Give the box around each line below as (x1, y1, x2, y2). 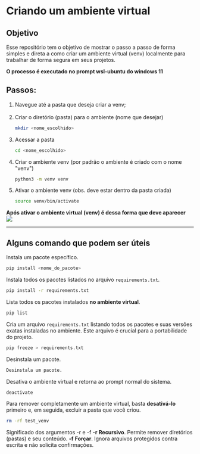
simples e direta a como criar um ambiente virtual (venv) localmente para (6, 50, 186, 57)
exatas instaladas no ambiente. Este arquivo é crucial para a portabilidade (6, 326, 187, 334)
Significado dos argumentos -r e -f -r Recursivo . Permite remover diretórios (6, 429, 193, 436)
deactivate (6, 389, 33, 396)
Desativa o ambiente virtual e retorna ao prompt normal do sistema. (6, 378, 171, 385)
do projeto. (6, 333, 33, 340)
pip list (6, 310, 28, 316)
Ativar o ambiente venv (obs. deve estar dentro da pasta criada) (14, 186, 171, 194)
